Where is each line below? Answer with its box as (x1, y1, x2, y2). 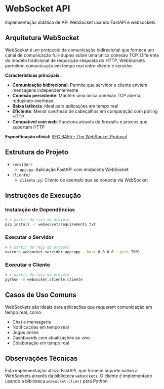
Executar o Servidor (5, 233, 54, 240)
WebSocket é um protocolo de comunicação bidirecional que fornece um (5, 47, 154, 53)
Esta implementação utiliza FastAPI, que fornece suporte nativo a (5, 367, 138, 373)
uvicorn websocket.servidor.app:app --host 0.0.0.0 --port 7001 (5, 250, 140, 255)
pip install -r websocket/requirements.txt (5, 222, 96, 227)
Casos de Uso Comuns (5, 291, 77, 299)
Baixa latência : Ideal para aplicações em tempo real (12, 103, 119, 109)
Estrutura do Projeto (5, 148, 69, 157)
